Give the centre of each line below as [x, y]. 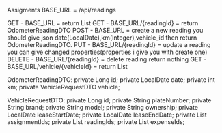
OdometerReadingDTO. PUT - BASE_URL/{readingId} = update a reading [109, 45]
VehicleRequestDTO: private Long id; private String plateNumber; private [109, 100]
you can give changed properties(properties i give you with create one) [107, 52]
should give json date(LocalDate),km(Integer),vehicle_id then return [102, 38]
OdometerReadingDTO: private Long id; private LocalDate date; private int [111, 80]
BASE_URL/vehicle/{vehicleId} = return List [67, 66]
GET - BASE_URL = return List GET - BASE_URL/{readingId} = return [103, 23]
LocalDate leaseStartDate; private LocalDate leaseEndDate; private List [107, 115]
